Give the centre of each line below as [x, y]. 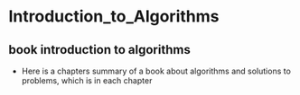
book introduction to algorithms [99, 50]
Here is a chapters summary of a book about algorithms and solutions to [156, 71]
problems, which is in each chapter [87, 81]
